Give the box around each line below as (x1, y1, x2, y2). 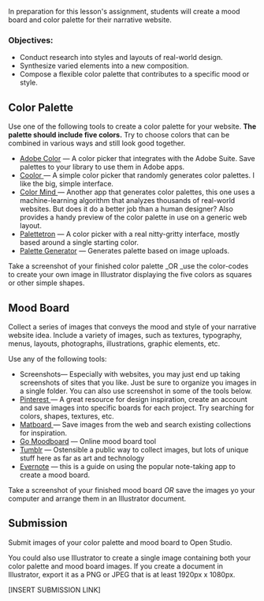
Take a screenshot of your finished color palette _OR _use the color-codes (8, 261, 249, 271)
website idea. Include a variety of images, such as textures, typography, (8, 330, 242, 340)
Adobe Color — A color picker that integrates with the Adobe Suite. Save (19, 154, 256, 163)
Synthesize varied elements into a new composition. (19, 61, 189, 70)
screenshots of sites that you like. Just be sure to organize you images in (19, 378, 257, 387)
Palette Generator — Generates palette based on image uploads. (19, 246, 230, 256)
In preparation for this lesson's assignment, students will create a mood (8, 7, 240, 16)
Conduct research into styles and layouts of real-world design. (19, 53, 223, 62)
